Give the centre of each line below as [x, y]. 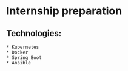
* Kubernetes [23, 47]
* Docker [17, 52]
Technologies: [34, 33]
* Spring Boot [24, 58]
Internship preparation [64, 11]
